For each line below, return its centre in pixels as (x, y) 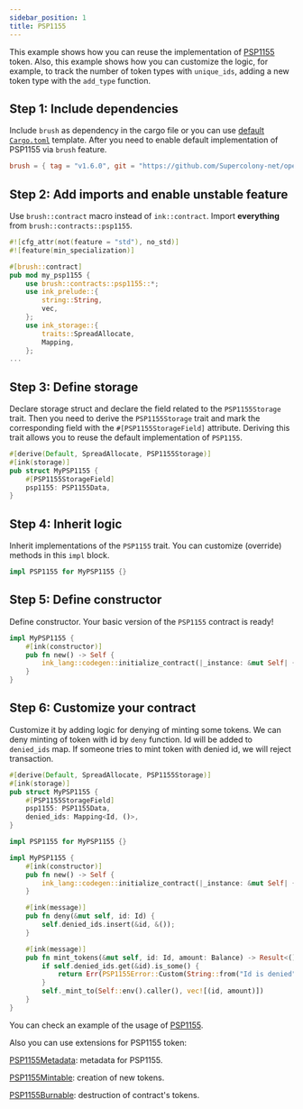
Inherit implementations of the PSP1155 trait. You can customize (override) (146, 545)
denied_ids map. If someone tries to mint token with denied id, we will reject (150, 748)
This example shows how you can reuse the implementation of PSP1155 (142, 51)
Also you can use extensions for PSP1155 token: (98, 1042)
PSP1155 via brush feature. (58, 150)
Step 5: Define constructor (86, 600)
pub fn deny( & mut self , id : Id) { (90, 916)
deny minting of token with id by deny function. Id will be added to (131, 739)
